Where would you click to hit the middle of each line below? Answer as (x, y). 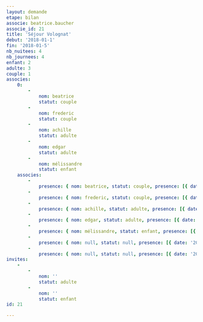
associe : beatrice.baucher (40, 23)
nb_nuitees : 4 (24, 51)
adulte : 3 (19, 68)
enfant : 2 (19, 62)
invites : (17, 260)
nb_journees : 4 (25, 57)
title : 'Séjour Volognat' (39, 34)
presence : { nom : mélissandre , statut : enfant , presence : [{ (117, 231)
